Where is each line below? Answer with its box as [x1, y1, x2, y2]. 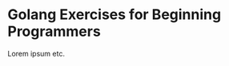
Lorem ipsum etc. [7, 49, 66, 58]
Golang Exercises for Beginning [7, 6, 222, 24]
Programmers [7, 22, 101, 41]
